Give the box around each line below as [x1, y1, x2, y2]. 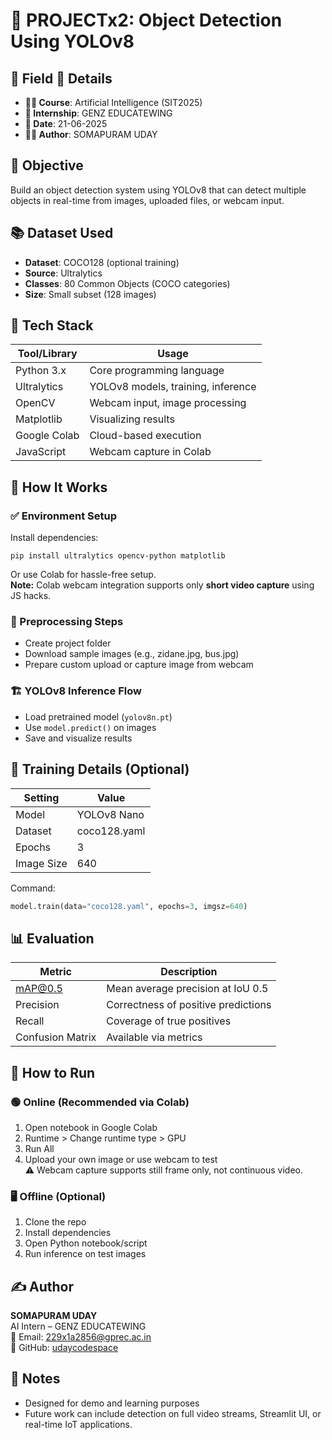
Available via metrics [106, 1030, 203, 1044]
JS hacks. [10, 590, 52, 602]
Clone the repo [24, 1216, 87, 1228]
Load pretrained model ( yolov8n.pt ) [24, 710, 173, 723]
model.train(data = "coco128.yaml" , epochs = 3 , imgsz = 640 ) [10, 901, 248, 911]
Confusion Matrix [15, 1030, 97, 1044]
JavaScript [15, 445, 67, 459]
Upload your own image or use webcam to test [24, 1153, 218, 1165]
